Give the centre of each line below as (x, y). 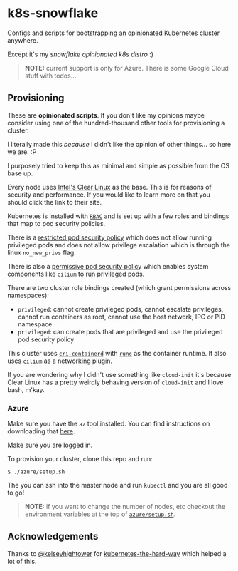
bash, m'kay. (26, 389)
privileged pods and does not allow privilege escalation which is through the (119, 245)
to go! (16, 493)
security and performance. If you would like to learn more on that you (109, 195)
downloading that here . (41, 431)
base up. (20, 173)
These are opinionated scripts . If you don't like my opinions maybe (106, 115)
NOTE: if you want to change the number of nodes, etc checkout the (125, 507)
